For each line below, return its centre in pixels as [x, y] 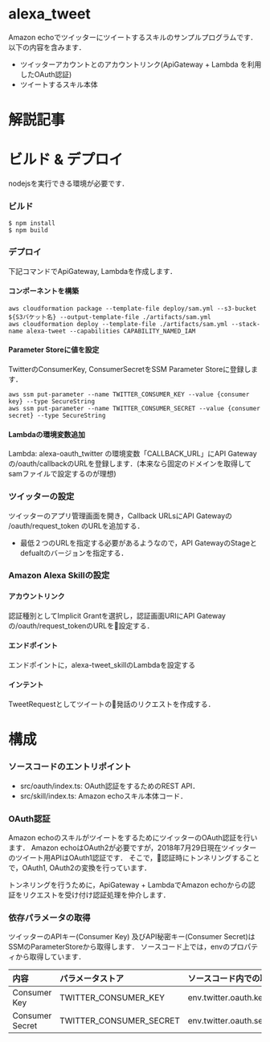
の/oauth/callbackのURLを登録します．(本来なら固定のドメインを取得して [130, 464]
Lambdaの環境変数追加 [47, 434]
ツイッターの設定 [41, 496]
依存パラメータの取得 [49, 917]
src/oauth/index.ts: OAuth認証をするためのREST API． [110, 786]
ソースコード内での [224, 979]
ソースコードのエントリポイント [70, 766]
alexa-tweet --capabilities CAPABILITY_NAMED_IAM [111, 331]
